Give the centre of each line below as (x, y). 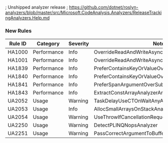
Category (48, 43)
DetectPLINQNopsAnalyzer (126, 125)
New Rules (18, 30)
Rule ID (18, 43)
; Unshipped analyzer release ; (37, 7)
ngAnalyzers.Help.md (27, 18)
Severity (78, 43)
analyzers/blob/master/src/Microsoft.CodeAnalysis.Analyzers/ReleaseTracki (83, 12)
